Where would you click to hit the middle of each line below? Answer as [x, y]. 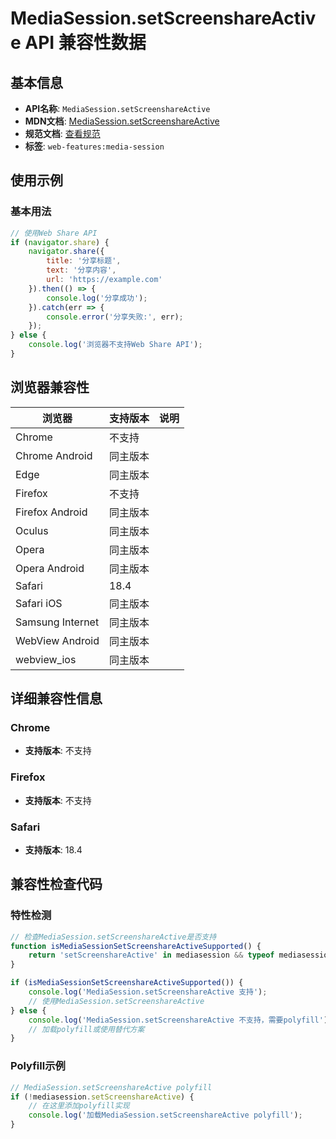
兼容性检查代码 [56, 884]
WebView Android [57, 640]
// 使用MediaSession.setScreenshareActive [116, 1001]
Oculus [32, 530]
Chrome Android [54, 455]
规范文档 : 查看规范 [62, 133]
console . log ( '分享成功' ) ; [97, 298]
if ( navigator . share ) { [60, 242]
